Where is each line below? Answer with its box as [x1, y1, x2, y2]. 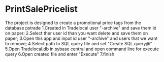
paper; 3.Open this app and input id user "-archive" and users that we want [5, 35, 158, 41]
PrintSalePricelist [5, 3, 78, 15]
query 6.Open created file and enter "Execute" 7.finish [5, 51, 115, 57]
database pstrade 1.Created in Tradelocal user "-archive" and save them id [5, 25, 157, 31]
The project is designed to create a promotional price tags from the [5, 20, 141, 26]
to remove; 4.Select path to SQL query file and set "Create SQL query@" [5, 40, 153, 46]
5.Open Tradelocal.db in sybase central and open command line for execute [5, 46, 159, 52]
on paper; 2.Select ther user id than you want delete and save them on [5, 30, 148, 36]
